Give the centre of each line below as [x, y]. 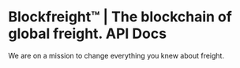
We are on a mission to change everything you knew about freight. [116, 55]
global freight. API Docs [88, 34]
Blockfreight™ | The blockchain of [120, 17]
